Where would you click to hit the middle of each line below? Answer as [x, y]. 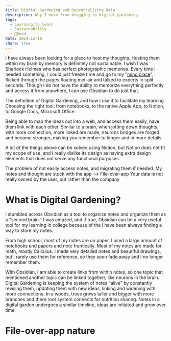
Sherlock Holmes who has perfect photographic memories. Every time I [80, 69]
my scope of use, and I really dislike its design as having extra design [78, 153]
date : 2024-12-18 [24, 39]
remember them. [23, 262]
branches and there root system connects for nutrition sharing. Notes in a [82, 299]
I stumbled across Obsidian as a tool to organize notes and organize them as [86, 214]
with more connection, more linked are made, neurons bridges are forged [82, 132]
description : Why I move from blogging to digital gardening [72, 15]
